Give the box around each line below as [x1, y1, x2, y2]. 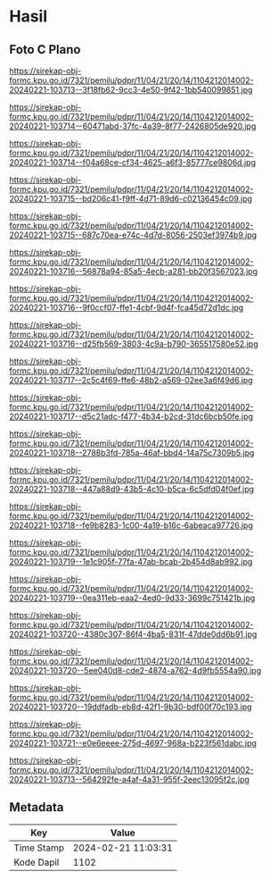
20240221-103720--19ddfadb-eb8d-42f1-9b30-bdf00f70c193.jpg [9, 701, 252, 712]
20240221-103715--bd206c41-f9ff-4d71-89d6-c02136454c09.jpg [9, 194, 252, 204]
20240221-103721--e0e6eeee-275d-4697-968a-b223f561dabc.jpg [9, 738, 257, 748]
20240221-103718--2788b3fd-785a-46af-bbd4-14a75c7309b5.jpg [9, 448, 255, 457]
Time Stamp [13, 842, 65, 854]
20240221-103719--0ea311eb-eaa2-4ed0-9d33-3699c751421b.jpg [9, 592, 256, 603]
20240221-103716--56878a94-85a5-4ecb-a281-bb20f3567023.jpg [9, 266, 258, 276]
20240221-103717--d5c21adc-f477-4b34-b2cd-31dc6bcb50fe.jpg [9, 411, 254, 422]
